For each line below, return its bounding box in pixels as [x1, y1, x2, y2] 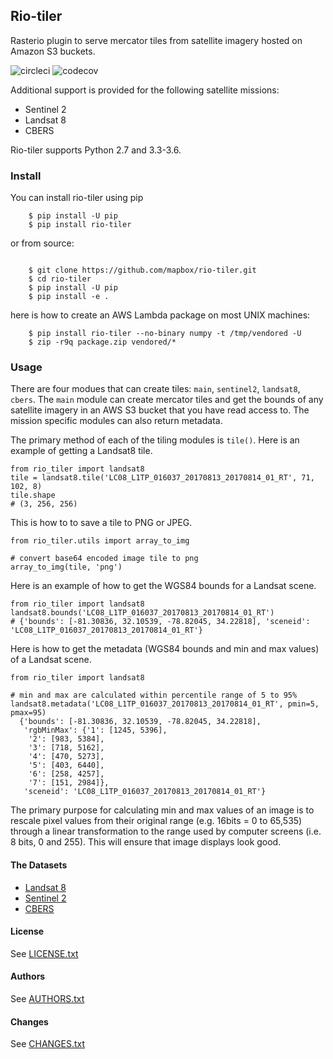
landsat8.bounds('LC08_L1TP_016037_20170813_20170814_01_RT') [10, 608, 275, 618]
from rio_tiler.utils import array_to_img [10, 536, 190, 546]
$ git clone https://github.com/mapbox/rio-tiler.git [28, 265, 257, 276]
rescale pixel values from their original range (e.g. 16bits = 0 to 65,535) [10, 815, 303, 827]
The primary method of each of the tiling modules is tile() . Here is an [10, 434, 300, 446]
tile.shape [10, 490, 56, 501]
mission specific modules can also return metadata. [10, 415, 223, 427]
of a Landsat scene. [10, 654, 92, 666]
